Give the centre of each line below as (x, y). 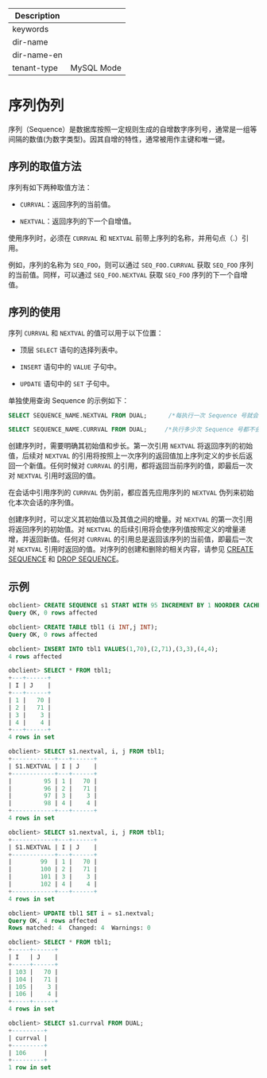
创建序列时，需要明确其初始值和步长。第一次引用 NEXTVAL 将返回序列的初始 (130, 446)
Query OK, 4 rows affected (53, 921)
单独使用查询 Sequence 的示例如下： (69, 400)
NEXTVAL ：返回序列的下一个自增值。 (77, 221)
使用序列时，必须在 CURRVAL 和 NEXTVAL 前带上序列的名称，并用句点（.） (125, 238)
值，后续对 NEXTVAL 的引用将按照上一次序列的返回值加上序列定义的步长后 (127, 456)
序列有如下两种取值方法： (50, 187)
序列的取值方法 (45, 167)
